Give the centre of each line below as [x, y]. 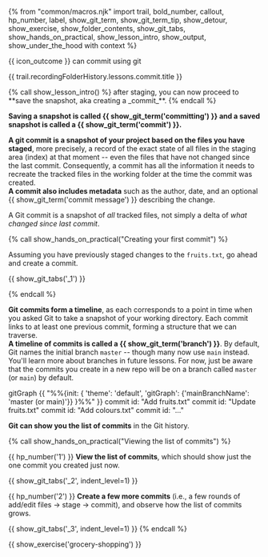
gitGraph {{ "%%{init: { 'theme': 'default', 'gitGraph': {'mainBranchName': [129, 393]
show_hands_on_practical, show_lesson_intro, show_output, [107, 37]
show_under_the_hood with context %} [73, 46]
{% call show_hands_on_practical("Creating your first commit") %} [118, 239]
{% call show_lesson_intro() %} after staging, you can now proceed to [124, 92]
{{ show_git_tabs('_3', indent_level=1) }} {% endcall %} [98, 529]
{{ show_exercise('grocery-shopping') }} [75, 544]
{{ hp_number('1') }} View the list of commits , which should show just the [130, 457]
